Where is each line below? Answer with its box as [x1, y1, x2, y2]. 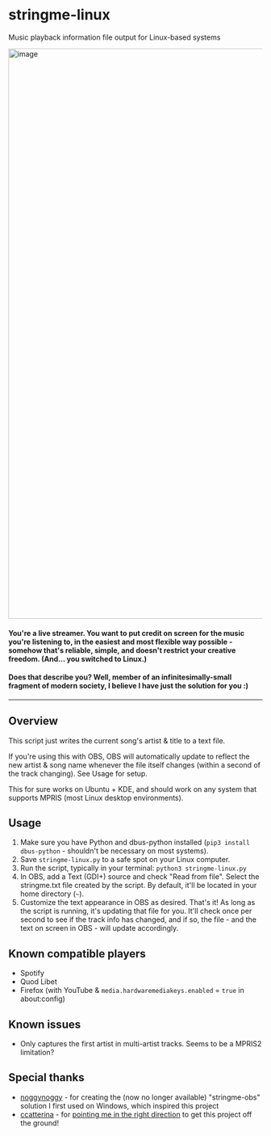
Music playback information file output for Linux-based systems [8, 32, 221, 42]
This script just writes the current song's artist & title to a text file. [8, 735, 226, 745]
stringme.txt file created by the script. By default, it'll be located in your [19, 881, 257, 890]
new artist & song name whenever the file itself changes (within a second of [8, 759, 261, 769]
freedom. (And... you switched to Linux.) [8, 654, 148, 663]
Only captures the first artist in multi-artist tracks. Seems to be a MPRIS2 [19, 1038, 262, 1048]
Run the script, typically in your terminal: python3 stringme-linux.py [19, 863, 248, 873]
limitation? [19, 1047, 55, 1057]
